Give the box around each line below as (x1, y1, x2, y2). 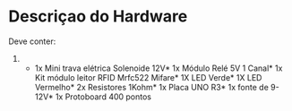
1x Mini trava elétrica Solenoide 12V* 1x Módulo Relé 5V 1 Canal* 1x (34, 63, 283, 73)
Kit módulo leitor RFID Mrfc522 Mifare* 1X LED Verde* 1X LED (34, 72, 262, 82)
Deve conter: (8, 36, 56, 47)
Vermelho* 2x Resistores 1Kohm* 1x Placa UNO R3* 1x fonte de (34, 81, 270, 92)
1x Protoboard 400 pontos (55, 91, 152, 102)
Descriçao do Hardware (8, 6, 188, 27)
